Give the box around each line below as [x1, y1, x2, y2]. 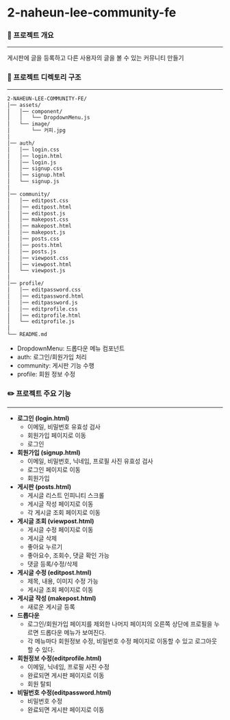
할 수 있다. [27, 646, 55, 654]
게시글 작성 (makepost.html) [16, 595, 97, 603]
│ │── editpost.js [7, 210, 66, 217]
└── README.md [7, 331, 48, 338]
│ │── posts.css [7, 235, 60, 243]
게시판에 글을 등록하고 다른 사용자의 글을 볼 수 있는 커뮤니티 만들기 [7, 53, 184, 62]
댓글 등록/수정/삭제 [27, 560, 78, 568]
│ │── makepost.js [7, 229, 66, 236]
